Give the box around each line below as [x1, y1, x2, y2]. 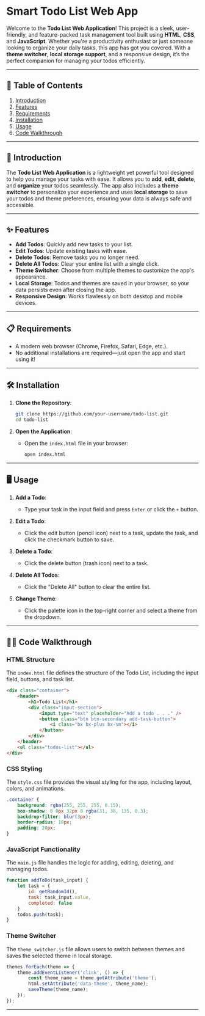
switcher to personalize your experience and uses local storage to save [6, 188, 188, 196]
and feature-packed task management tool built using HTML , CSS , [28, 31, 196, 38]
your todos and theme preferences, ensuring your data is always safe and [6, 194, 192, 202]
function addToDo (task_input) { [6, 877, 88, 883]
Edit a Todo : [15, 517, 46, 525]
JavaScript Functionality [6, 845, 81, 853]
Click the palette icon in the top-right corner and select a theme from [24, 607, 198, 615]
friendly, [6, 31, 27, 38]
